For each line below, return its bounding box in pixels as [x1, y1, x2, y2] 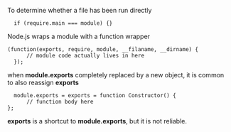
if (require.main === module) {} [14, 20, 113, 27]
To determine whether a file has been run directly [7, 6, 152, 14]
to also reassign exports [7, 78, 80, 87]
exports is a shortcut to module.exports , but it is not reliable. [7, 117, 187, 125]
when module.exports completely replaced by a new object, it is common [7, 71, 225, 79]
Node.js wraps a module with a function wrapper [7, 32, 151, 40]
